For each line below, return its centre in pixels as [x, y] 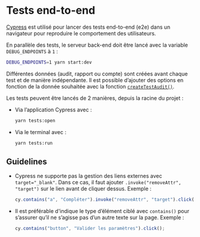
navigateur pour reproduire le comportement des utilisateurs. [81, 33]
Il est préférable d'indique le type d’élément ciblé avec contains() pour [102, 211]
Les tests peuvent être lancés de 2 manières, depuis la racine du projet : [95, 98]
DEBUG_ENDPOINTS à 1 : [32, 51]
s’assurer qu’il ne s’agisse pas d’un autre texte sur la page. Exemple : [99, 218]
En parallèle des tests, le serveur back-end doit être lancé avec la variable [97, 45]
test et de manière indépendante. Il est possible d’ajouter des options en [95, 80]
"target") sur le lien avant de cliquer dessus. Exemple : [83, 189]
